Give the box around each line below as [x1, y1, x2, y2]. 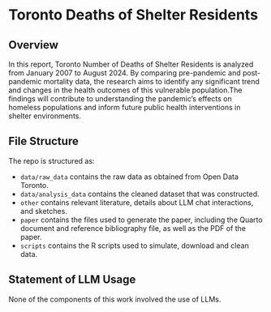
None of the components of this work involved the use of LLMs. [8, 294, 222, 304]
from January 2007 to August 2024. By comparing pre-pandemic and [8, 68, 241, 78]
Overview [8, 38, 59, 52]
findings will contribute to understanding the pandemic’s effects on [8, 94, 233, 103]
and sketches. [19, 206, 67, 216]
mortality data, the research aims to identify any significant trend [43, 77, 260, 86]
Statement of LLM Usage [8, 273, 136, 287]
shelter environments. [8, 111, 81, 121]
